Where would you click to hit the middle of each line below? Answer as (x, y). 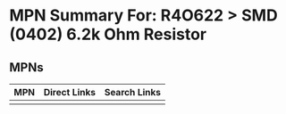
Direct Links (70, 92)
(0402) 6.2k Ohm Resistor (108, 34)
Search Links (133, 92)
